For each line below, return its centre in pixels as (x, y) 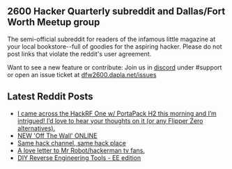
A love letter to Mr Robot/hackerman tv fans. (81, 150)
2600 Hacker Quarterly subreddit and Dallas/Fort (116, 11)
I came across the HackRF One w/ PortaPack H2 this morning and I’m (117, 113)
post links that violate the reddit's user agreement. (79, 54)
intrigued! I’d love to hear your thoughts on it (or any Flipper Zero (110, 120)
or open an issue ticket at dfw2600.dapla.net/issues (82, 74)
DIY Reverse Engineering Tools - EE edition (79, 158)
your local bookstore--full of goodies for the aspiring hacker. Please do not (115, 46)
